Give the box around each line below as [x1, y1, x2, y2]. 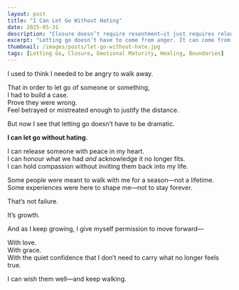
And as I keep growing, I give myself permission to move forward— [7, 224, 204, 233]
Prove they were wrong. [7, 98, 78, 106]
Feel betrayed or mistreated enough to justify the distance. [7, 106, 179, 114]
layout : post [7, 10, 46, 18]
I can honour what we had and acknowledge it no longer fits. [7, 154, 186, 163]
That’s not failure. [7, 196, 58, 206]
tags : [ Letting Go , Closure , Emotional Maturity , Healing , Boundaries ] [7, 50, 224, 57]
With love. [7, 238, 37, 247]
